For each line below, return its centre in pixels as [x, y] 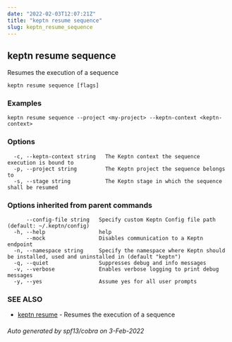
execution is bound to [41, 163]
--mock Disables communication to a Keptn [114, 238]
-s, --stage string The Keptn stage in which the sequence [118, 181]
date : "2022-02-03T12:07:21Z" [52, 14]
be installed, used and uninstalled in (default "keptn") [94, 257]
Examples [25, 103]
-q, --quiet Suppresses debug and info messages [110, 263]
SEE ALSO [25, 299]
